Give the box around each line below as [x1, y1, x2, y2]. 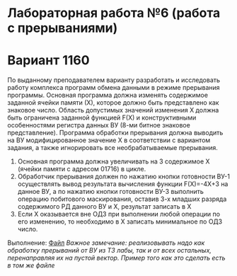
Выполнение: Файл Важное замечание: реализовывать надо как [7, 238, 205, 247]
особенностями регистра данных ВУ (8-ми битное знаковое [7, 121, 191, 130]
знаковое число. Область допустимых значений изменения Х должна [7, 106, 219, 115]
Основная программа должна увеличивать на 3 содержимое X [17, 157, 210, 166]
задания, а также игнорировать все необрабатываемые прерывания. [7, 144, 218, 152]
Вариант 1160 [7, 52, 90, 69]
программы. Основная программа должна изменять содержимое [7, 91, 209, 100]
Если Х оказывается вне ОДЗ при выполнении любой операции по [17, 210, 221, 219]
